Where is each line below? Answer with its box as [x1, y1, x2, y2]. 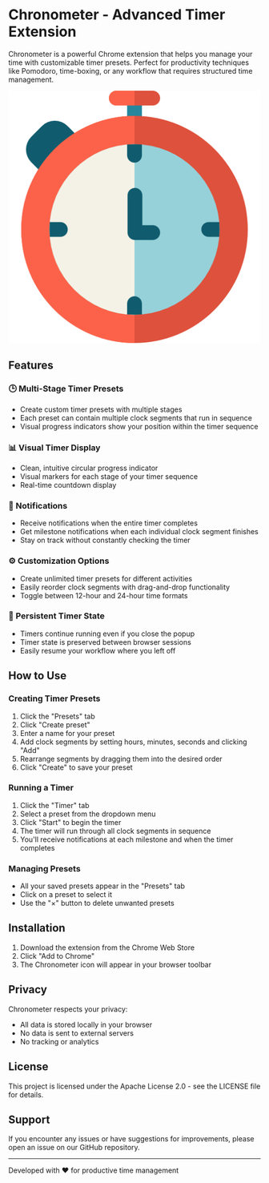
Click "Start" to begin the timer [19, 817, 122, 827]
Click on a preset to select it [19, 890, 113, 899]
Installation [8, 921, 66, 935]
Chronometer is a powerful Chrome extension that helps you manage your [8, 49, 253, 58]
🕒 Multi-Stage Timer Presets [8, 383, 124, 394]
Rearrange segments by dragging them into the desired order [19, 754, 223, 763]
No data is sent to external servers [19, 1028, 134, 1038]
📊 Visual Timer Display [8, 442, 101, 453]
